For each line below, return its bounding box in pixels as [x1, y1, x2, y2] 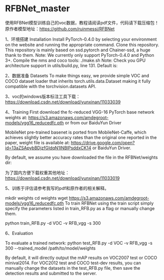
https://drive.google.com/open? [70, 140, 135, 145]
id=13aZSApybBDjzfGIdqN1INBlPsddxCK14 [5, 145, 92, 151]
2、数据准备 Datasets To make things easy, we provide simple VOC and [5, 72, 149, 78]
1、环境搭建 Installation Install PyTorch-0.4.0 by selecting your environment [5, 36, 157, 42]
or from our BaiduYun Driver [65, 119, 121, 125]
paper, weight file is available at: [5, 140, 70, 145]
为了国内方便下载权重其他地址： [5, 169, 70, 175]
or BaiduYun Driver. [92, 145, 131, 151]
